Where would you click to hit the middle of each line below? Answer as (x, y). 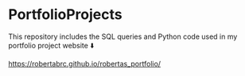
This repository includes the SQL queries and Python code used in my (123, 36)
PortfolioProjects (65, 15)
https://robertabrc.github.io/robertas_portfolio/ (85, 63)
